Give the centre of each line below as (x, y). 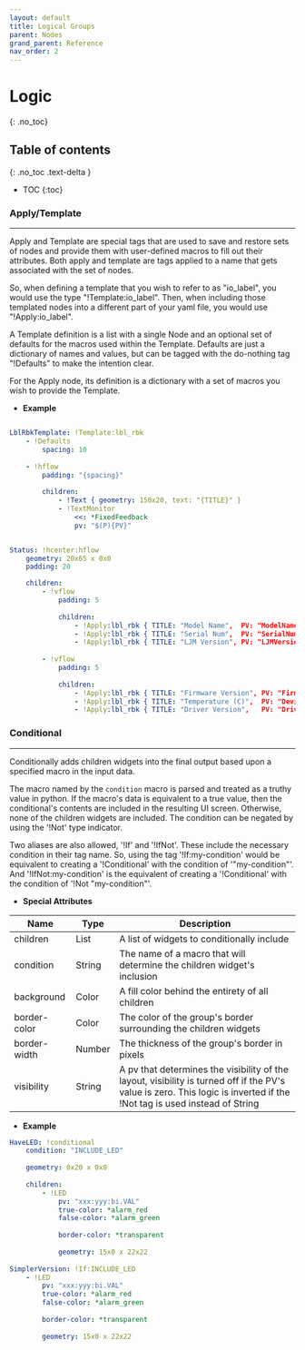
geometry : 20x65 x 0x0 (69, 558)
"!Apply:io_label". (42, 317)
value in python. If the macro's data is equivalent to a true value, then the (146, 798)
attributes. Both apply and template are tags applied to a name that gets (143, 261)
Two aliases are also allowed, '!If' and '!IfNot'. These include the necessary (149, 844)
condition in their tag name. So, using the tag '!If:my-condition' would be (145, 854)
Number (93, 1049)
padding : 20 (48, 567)
